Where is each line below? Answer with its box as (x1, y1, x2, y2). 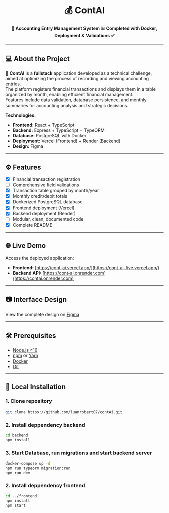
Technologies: (5, 112, 36, 118)
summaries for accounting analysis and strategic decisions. (5, 102, 128, 109)
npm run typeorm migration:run (5, 466, 71, 471)
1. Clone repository (5, 398, 52, 405)
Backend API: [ (12, 270, 44, 276)
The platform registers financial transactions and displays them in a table (5, 86, 156, 92)
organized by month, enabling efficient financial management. (5, 92, 134, 98)
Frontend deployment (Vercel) (12, 204, 75, 211)
